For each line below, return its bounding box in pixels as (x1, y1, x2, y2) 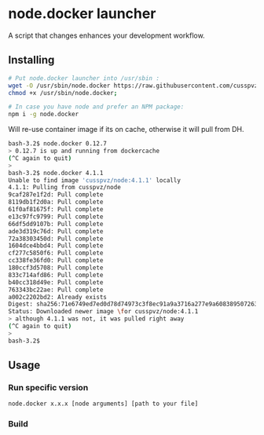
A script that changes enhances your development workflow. (8, 31, 206, 40)
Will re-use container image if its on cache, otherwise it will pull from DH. (8, 125, 244, 134)
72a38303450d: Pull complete (8, 235, 104, 243)
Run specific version (8, 382, 89, 393)
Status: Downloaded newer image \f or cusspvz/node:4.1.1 (8, 308, 199, 316)
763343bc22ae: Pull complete (8, 286, 104, 294)
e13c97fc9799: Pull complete (8, 213, 104, 221)
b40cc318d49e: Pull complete (8, 278, 104, 287)
